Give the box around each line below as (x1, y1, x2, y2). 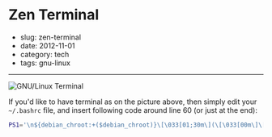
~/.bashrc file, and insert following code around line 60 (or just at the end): (8, 105, 257, 114)
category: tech (19, 49, 70, 59)
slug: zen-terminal (19, 32, 82, 42)
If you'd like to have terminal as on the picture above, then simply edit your (8, 97, 257, 106)
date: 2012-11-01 (19, 40, 75, 50)
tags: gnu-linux (19, 58, 71, 68)
